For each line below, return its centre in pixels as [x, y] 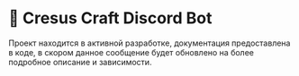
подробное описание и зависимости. [80, 62]
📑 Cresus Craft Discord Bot [110, 18]
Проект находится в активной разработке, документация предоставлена [149, 43]
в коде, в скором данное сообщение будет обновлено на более [131, 52]
